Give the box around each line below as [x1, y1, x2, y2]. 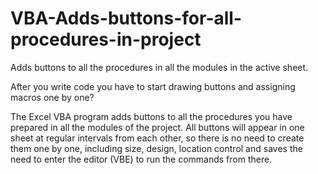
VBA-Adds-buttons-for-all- [10, 7, 243, 30]
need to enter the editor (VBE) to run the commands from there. [10, 153, 273, 165]
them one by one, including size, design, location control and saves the [10, 142, 303, 154]
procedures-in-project [10, 28, 202, 51]
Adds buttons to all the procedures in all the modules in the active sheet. [10, 61, 309, 73]
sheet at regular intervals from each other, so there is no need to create [10, 132, 305, 144]
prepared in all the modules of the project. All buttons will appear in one [10, 121, 305, 133]
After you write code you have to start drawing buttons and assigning [10, 80, 296, 92]
